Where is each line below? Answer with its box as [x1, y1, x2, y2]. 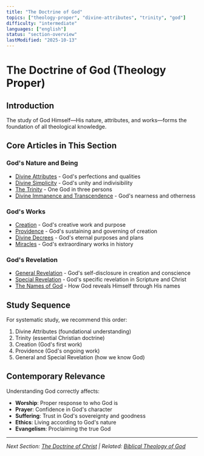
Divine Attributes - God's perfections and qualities [15, 173, 141, 180]
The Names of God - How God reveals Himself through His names [15, 282, 180, 289]
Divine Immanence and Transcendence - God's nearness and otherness [15, 192, 196, 199]
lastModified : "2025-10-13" [6, 37, 78, 43]
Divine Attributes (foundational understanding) [15, 328, 132, 335]
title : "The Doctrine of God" [6, 9, 83, 15]
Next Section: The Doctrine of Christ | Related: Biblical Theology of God [6, 442, 186, 450]
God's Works [6, 207, 46, 216]
